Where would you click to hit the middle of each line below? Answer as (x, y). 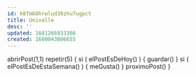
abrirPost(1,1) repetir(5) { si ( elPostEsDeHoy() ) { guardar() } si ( (98, 59)
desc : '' (20, 26)
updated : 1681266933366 (42, 33)
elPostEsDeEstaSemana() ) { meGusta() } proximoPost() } (89, 67)
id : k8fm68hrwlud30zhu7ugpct (49, 14)
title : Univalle (31, 20)
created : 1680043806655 (42, 40)
